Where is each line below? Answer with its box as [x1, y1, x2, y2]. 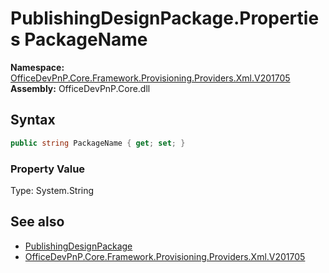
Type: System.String [10, 184, 95, 196]
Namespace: [10, 61, 65, 73]
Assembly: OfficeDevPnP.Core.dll [10, 82, 151, 94]
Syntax [10, 112, 56, 129]
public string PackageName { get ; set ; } [10, 138, 186, 148]
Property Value [10, 162, 86, 176]
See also [10, 213, 65, 231]
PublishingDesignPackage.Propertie [10, 7, 320, 30]
